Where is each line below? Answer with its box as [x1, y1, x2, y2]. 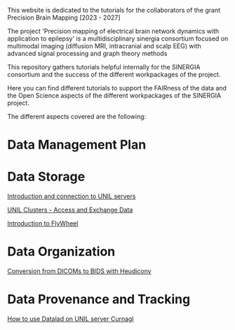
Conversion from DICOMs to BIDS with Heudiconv [7, 267, 152, 275]
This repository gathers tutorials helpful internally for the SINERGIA [7, 63, 201, 71]
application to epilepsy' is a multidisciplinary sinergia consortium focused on [7, 34, 229, 43]
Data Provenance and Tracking [7, 291, 191, 308]
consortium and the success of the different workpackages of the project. [7, 70, 221, 78]
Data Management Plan [7, 137, 147, 153]
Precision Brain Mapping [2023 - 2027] [7, 13, 121, 22]
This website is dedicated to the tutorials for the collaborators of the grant [7, 6, 221, 14]
